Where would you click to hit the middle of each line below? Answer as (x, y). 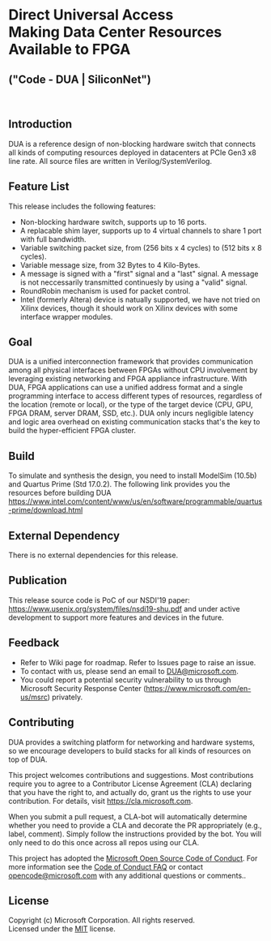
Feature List (39, 187)
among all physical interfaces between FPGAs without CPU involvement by (133, 370)
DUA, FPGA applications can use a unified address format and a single (126, 388)
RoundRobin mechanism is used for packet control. (105, 290)
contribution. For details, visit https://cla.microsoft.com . (101, 801)
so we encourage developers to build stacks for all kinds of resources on (130, 750)
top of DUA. (28, 759)
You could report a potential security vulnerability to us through (125, 680)
